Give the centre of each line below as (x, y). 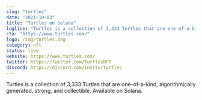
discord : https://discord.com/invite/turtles (64, 67)
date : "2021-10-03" (31, 17)
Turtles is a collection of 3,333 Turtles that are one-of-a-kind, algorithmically (101, 84)
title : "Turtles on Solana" (41, 23)
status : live (23, 51)
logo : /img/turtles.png (36, 40)
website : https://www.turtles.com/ (51, 56)
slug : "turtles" (26, 12)
